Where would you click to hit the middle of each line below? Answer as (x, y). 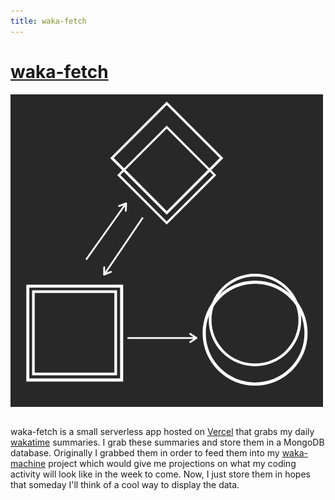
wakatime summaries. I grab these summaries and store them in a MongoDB (167, 442)
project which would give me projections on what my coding (172, 463)
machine (28, 463)
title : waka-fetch (48, 21)
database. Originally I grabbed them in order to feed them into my (145, 452)
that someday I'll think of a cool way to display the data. (125, 484)
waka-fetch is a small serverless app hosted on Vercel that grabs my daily (162, 431)
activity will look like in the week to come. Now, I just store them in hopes (160, 474)
